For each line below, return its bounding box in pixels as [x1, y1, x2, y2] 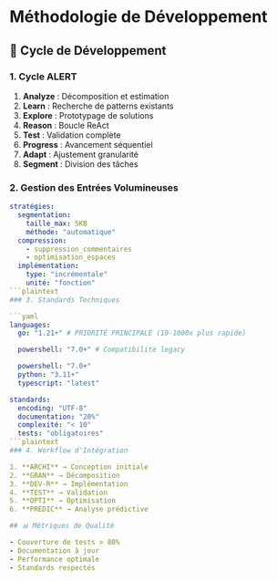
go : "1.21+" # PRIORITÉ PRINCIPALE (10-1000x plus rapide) [17, 328, 247, 338]
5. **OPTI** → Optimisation [9, 496, 117, 505]
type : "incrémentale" [26, 270, 108, 279]
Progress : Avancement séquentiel [22, 139, 153, 150]
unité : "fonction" [26, 278, 96, 288]
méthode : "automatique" [26, 227, 117, 236]
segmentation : [17, 211, 71, 220]
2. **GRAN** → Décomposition [9, 471, 120, 480]
